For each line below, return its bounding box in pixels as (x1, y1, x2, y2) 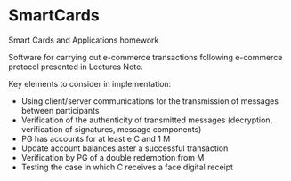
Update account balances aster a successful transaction (20, 143, 229, 153)
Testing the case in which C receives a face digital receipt (20, 161, 233, 172)
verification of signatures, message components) (20, 123, 202, 134)
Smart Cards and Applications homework (8, 35, 159, 45)
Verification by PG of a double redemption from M (20, 152, 205, 162)
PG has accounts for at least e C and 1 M (20, 133, 171, 144)
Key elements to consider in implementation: (8, 78, 172, 89)
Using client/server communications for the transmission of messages (20, 95, 279, 106)
